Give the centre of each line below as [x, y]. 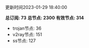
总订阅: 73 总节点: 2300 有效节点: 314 [45, 18]
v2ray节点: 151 [27, 34]
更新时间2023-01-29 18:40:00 [36, 7]
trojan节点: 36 [27, 28]
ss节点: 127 [24, 41]
